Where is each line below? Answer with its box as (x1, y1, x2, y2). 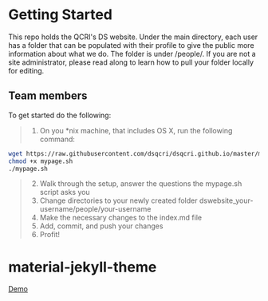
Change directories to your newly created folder (39, 196, 198, 205)
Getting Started (8, 6, 113, 24)
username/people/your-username (39, 204, 152, 214)
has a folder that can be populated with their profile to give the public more (8, 40, 254, 50)
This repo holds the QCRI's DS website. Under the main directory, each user (8, 32, 258, 42)
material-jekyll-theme (8, 258, 157, 276)
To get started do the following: (8, 110, 112, 120)
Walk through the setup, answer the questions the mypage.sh (39, 179, 242, 188)
